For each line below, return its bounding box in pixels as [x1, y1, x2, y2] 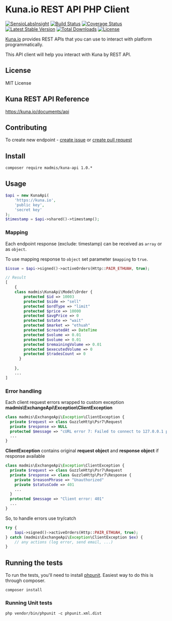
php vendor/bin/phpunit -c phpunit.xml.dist [5, 611, 102, 616]
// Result [5, 275, 27, 280]
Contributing [5, 123, 47, 132]
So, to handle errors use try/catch [5, 515, 76, 521]
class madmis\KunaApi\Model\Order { [14, 289, 93, 295]
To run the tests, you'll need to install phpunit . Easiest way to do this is [5, 572, 154, 578]
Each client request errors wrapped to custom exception [5, 399, 124, 405]
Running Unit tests [5, 599, 53, 607]
